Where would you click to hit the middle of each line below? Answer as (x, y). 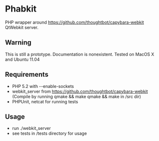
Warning (18, 43)
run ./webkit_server (31, 128)
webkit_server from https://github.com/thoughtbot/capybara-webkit (80, 91)
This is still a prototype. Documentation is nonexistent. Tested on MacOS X (79, 54)
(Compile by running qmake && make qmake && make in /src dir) (77, 96)
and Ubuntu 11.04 (22, 59)
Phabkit (21, 9)
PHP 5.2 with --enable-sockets (43, 86)
